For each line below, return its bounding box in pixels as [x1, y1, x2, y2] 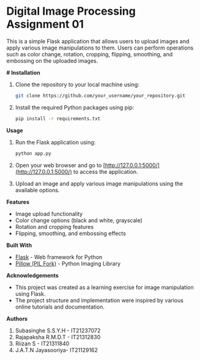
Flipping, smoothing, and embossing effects [15, 230, 127, 237]
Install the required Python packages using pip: [15, 103, 135, 111]
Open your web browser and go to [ [15, 161, 106, 169]
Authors [6, 315, 28, 322]
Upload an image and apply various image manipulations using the [15, 179, 183, 187]
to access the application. [73, 168, 139, 175]
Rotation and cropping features [15, 223, 94, 230]
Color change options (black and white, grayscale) [15, 216, 143, 224]
